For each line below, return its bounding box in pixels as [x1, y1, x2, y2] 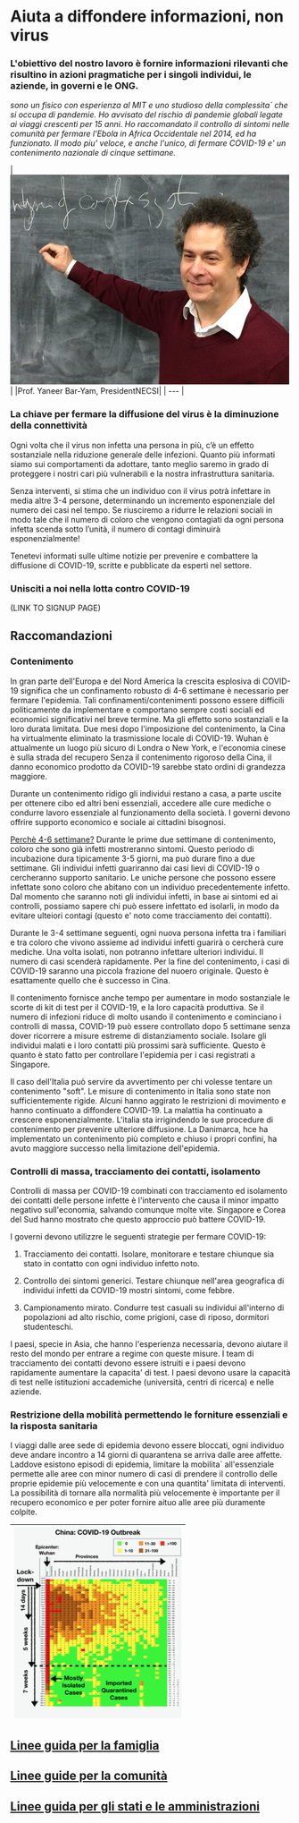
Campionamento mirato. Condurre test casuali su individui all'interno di [22, 1302, 285, 1313]
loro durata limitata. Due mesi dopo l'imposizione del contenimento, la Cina [10, 723, 286, 734]
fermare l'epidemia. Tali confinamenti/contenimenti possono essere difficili [10, 694, 285, 705]
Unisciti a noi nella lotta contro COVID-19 [10, 582, 190, 594]
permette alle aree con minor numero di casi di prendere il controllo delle [10, 1469, 278, 1479]
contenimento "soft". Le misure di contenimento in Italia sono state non [10, 1086, 271, 1096]
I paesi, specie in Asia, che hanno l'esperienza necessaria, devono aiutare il [10, 1339, 288, 1350]
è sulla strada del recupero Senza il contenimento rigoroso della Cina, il [10, 752, 272, 762]
